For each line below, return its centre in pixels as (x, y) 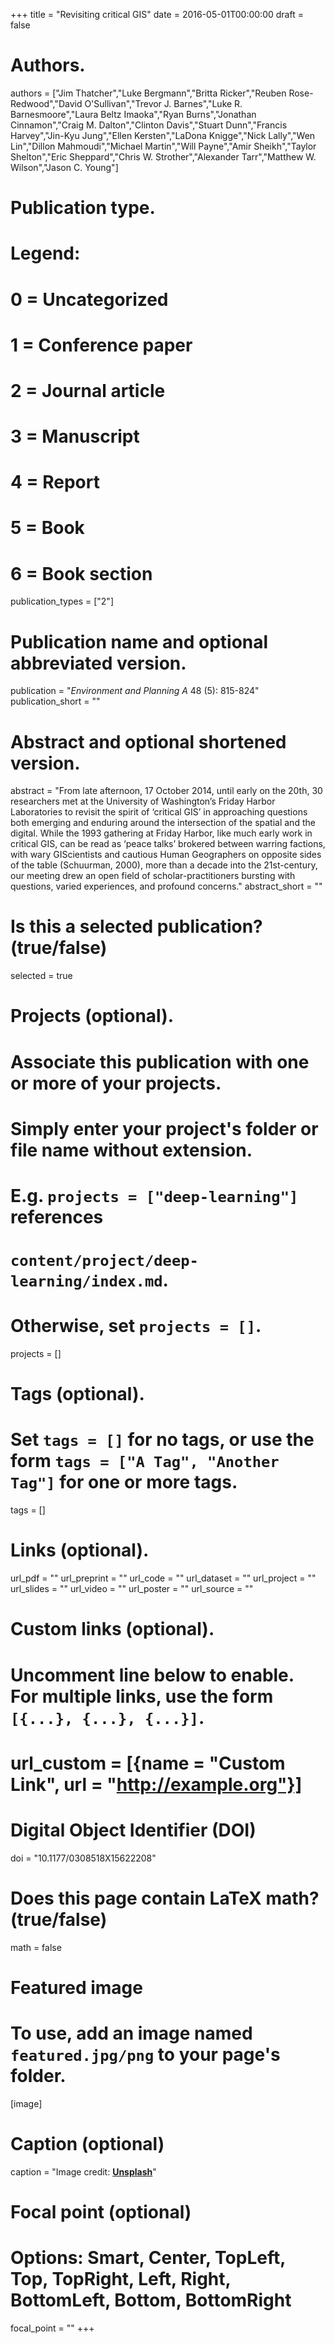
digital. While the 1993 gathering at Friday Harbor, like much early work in (161, 833)
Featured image (76, 1987)
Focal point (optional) (101, 2211)
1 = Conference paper (101, 345)
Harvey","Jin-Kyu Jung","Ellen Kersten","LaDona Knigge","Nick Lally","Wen (163, 135)
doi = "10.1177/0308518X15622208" (83, 1858)
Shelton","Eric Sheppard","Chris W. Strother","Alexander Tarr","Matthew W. (163, 156)
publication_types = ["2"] (62, 601)
